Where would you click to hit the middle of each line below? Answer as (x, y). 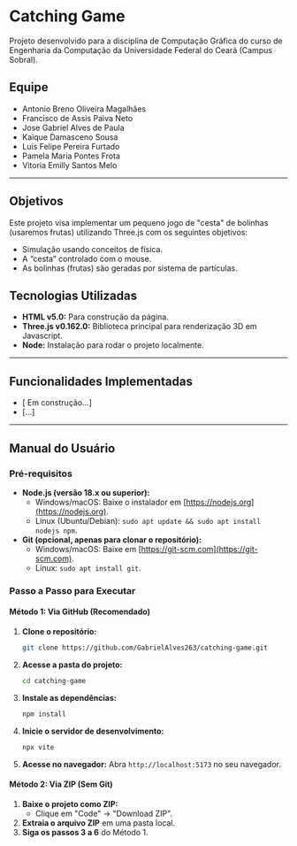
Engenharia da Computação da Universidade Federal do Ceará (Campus (141, 50)
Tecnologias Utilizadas (73, 295)
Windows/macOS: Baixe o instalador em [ (111, 502)
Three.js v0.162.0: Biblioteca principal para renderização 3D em (140, 327)
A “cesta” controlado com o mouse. (87, 258)
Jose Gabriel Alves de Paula (73, 127)
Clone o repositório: (59, 631)
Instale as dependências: (69, 697)
